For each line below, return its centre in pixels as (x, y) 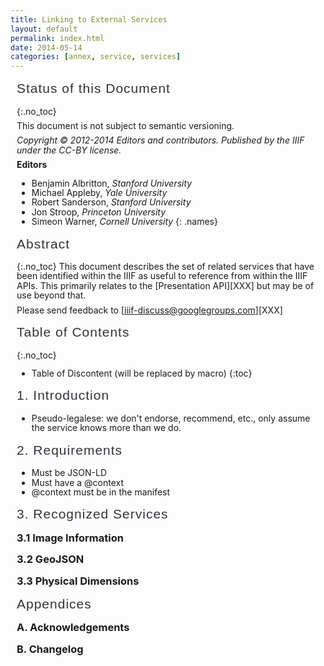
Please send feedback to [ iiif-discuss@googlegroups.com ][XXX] (149, 310)
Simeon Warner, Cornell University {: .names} (124, 222)
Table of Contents (73, 332)
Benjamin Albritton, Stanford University (112, 183)
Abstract (43, 243)
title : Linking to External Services (89, 19)
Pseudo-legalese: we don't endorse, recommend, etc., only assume (171, 418)
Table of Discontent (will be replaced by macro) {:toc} (142, 373)
